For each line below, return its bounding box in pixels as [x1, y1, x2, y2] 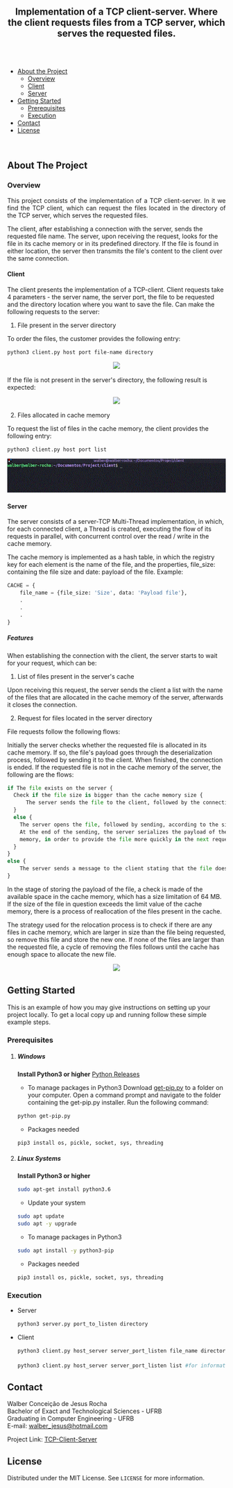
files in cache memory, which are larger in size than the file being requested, [7, 927, 226, 936]
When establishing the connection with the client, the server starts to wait [7, 651, 218, 659]
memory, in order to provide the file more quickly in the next [19, 836, 209, 843]
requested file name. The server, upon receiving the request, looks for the [7, 232, 218, 240]
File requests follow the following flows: [7, 727, 121, 736]
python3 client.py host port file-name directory [7, 349, 154, 356]
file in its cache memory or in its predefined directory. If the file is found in [7, 239, 219, 247]
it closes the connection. [7, 700, 78, 709]
